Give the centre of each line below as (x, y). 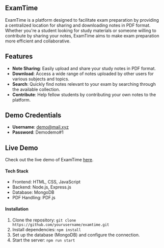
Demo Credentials (33, 115)
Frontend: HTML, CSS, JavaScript (46, 182)
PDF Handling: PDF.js (34, 198)
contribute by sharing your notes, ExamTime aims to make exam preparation (82, 35)
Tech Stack (17, 171)
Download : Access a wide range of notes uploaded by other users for (83, 73)
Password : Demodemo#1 (38, 132)
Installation (17, 209)
